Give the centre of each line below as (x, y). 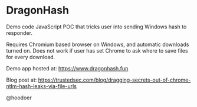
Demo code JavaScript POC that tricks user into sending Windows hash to (96, 27)
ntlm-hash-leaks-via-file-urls (41, 86)
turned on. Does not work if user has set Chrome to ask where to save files (97, 50)
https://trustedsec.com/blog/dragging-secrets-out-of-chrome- (114, 80)
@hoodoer (19, 98)
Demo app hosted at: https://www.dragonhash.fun (67, 68)
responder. (19, 33)
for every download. (31, 57)
